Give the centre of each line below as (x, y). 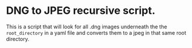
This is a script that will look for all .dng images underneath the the (87, 27)
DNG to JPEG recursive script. (81, 11)
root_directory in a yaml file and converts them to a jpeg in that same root (96, 32)
